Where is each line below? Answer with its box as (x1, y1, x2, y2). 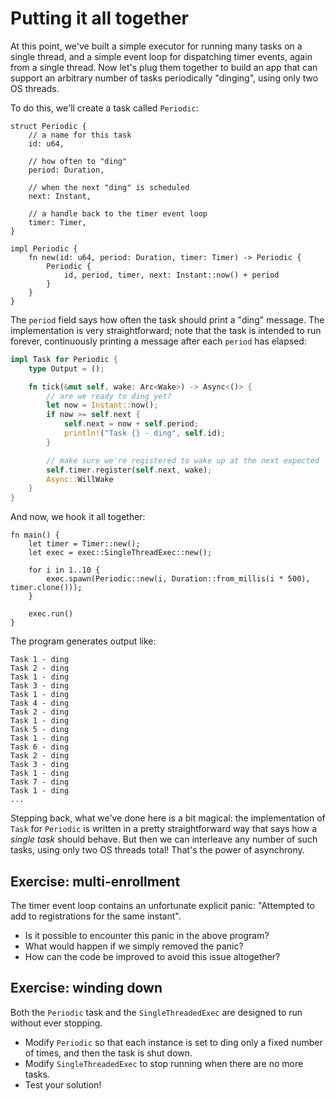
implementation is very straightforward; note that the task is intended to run (10, 324, 322, 336)
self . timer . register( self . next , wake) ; (46, 465, 213, 475)
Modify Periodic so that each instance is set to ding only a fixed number (24, 1036, 323, 1048)
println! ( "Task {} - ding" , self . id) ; (63, 428, 226, 439)
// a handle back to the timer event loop (28, 208, 208, 219)
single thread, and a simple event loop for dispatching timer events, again (10, 50, 313, 62)
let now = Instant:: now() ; (46, 400, 159, 411)
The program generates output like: (10, 635, 157, 647)
